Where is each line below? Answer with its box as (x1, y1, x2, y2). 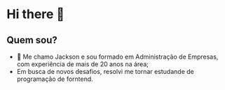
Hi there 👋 (6, 6, 64, 22)
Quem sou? (6, 34, 57, 46)
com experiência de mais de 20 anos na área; (16, 60, 149, 68)
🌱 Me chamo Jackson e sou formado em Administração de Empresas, (16, 52, 219, 61)
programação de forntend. (16, 75, 94, 83)
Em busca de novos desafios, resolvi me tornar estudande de (16, 68, 194, 75)
